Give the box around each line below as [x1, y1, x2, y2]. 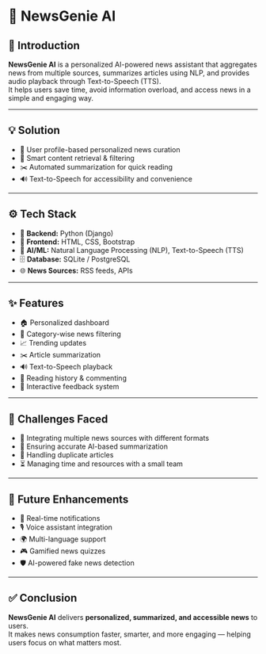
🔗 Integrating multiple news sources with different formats [19, 434, 210, 443]
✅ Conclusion [8, 591, 78, 605]
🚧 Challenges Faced [8, 412, 108, 426]
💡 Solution [8, 124, 61, 137]
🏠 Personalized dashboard [19, 318, 109, 327]
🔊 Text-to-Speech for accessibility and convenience [19, 174, 192, 183]
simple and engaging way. [8, 94, 93, 102]
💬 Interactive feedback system [19, 382, 120, 392]
